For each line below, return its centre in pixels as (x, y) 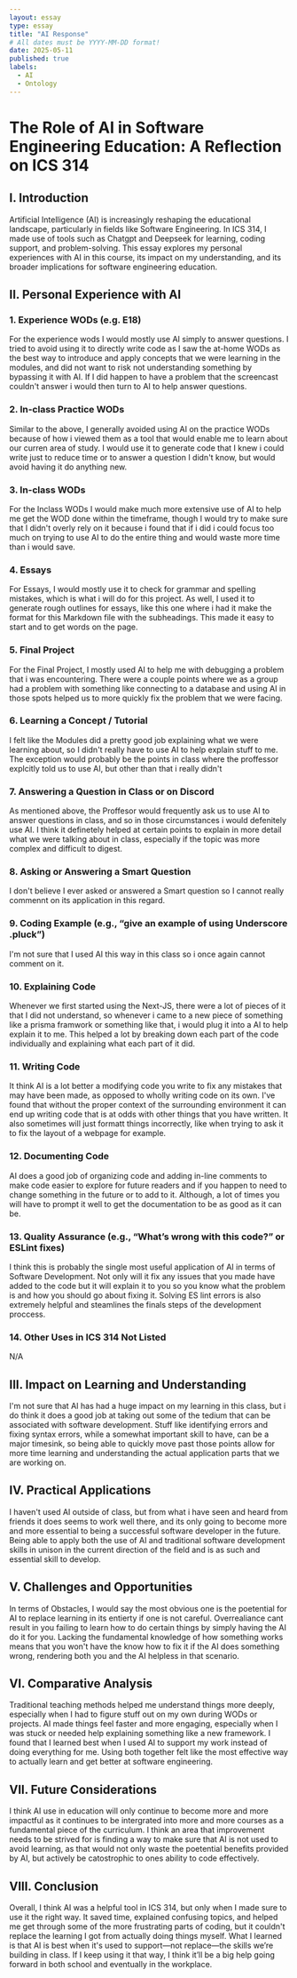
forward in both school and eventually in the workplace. (111, 1965)
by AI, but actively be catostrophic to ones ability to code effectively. (134, 1858)
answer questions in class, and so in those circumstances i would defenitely (148, 821)
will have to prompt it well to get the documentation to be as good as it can (145, 1204)
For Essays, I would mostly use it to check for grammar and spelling (133, 589)
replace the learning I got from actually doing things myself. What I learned (145, 1936)
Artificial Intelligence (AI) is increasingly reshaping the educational (130, 220)
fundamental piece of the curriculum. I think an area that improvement (137, 1830)
